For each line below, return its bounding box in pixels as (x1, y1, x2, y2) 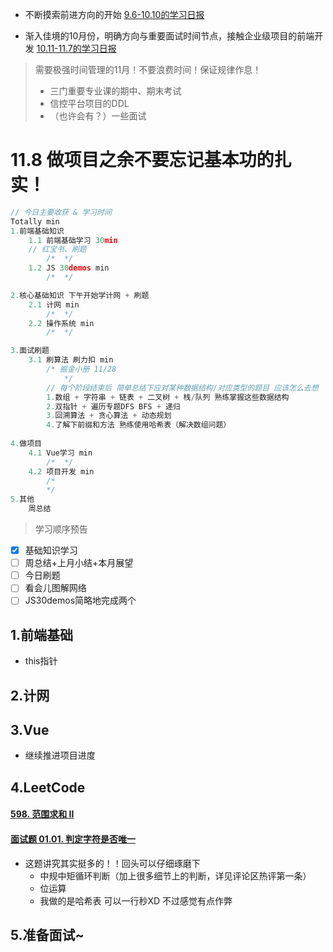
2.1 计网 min (28, 299, 80, 310)
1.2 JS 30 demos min (28, 263, 110, 273)
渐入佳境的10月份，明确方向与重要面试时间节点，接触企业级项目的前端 (24, 30, 315, 42)
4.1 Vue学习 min (28, 448, 93, 458)
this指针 (24, 655, 58, 667)
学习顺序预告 (34, 523, 88, 535)
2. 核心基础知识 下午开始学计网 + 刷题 (10, 290, 150, 300)
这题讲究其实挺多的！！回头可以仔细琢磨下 (24, 857, 201, 869)
